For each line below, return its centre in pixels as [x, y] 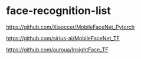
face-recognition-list [58, 11]
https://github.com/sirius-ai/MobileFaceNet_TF [63, 38]
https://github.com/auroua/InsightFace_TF [57, 49]
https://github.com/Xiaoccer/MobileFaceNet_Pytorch [70, 27]
